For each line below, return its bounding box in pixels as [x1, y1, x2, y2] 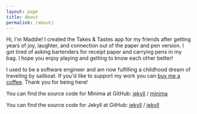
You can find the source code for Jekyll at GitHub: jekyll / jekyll [6, 102, 160, 109]
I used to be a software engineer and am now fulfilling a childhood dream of [6, 66, 191, 73]
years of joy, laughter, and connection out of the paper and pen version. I [6, 42, 185, 49]
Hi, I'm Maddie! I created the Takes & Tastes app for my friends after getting [6, 36, 191, 43]
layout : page [6, 8, 38, 15]
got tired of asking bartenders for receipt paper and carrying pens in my [6, 48, 182, 56]
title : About [6, 14, 38, 20]
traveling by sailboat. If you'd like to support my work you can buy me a [6, 72, 180, 80]
